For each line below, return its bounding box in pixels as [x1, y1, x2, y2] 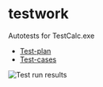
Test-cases [19, 55, 57, 64]
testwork [8, 5, 69, 23]
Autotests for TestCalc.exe [8, 31, 95, 40]
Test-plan [19, 46, 51, 55]
